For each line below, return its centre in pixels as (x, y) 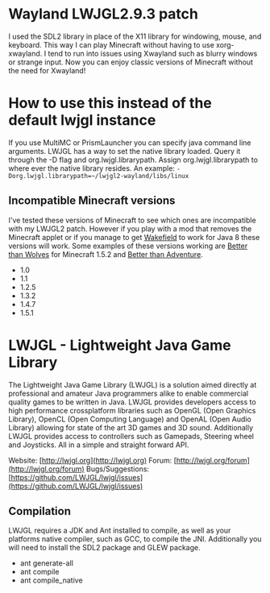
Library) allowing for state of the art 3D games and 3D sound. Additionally (131, 427)
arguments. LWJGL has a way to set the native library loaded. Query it (125, 151)
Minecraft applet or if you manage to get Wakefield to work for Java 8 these (134, 237)
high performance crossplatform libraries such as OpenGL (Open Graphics (132, 410)
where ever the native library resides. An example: (92, 168)
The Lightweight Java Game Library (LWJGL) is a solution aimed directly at (133, 384)
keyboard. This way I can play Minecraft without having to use (112, 44)
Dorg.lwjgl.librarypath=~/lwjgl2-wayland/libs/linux (99, 176)
